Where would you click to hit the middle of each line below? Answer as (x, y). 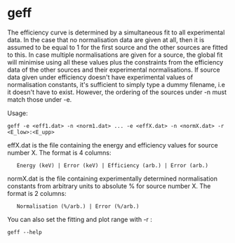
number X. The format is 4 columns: (59, 152)
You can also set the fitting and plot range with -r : (80, 219)
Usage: (18, 113)
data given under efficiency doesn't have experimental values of (100, 77)
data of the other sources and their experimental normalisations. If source (114, 70)
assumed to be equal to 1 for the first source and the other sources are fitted (117, 47)
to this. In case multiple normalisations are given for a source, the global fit (115, 55)
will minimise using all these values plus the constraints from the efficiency (115, 62)
